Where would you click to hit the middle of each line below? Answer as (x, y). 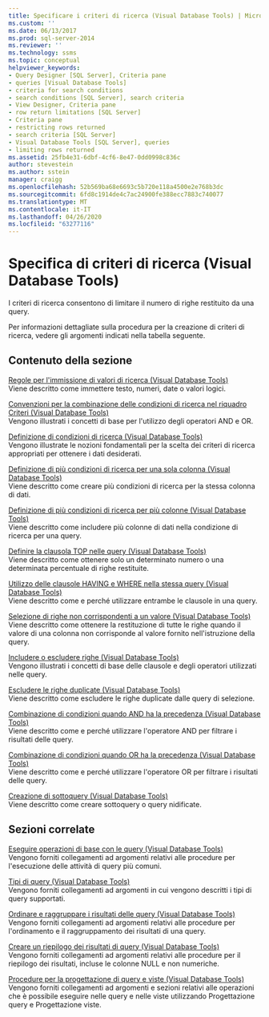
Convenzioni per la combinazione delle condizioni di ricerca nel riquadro (128, 404)
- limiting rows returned (51, 150)
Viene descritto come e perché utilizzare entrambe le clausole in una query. (133, 601)
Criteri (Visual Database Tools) (59, 412)
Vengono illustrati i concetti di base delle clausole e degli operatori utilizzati (132, 665)
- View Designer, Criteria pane (62, 105)
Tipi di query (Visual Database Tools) (69, 881)
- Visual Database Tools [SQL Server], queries (89, 142)
